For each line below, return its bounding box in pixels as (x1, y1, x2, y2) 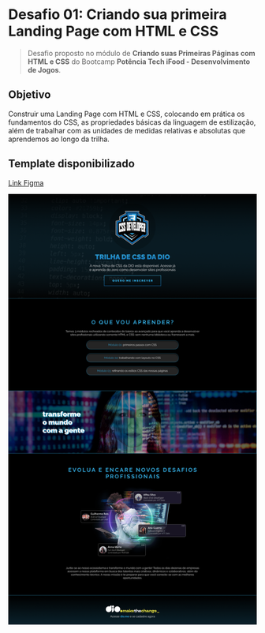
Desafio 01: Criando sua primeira (8, 6, 227, 24)
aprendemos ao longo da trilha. (8, 134, 110, 144)
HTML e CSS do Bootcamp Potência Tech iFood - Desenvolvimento (27, 57, 251, 66)
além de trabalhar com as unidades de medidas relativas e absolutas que (8, 125, 246, 135)
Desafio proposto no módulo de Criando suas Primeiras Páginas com (27, 48, 256, 58)
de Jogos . (27, 65, 62, 74)
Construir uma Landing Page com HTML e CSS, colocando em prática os (8, 109, 245, 118)
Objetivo (8, 88, 51, 102)
